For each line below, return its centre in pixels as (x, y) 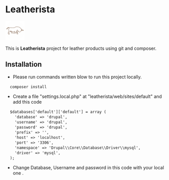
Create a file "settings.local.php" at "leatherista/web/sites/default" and (87, 96)
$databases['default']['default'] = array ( (58, 112)
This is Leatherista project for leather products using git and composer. (81, 48)
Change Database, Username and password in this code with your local (88, 167)
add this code (27, 102)
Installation (24, 64)
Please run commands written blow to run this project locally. (77, 77)
